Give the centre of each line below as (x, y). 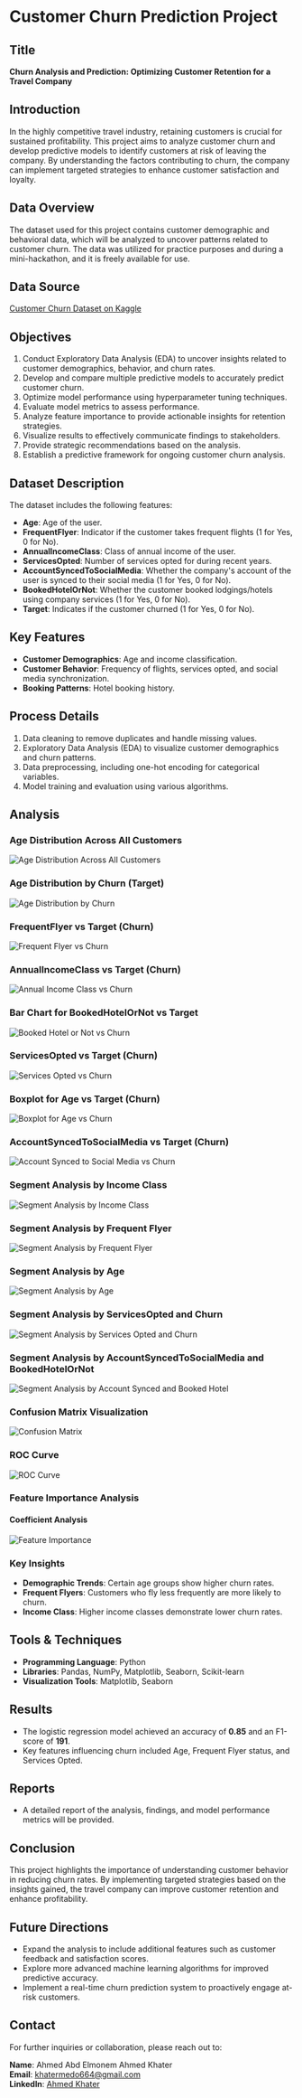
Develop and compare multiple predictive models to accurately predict (153, 378)
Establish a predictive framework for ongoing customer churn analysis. (154, 455)
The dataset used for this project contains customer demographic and (140, 230)
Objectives (41, 337)
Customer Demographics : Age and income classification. (130, 659)
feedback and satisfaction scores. (85, 1959)
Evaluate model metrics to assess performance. (111, 407)
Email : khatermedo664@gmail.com (75, 2074)
